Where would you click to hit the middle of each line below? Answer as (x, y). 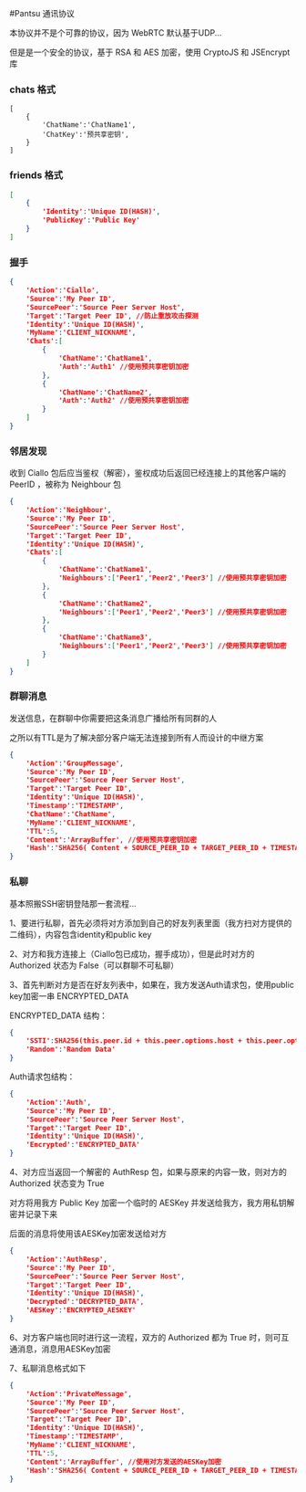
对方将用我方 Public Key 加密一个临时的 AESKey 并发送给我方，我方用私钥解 (152, 1203)
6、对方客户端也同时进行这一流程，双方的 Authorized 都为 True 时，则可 (145, 1337)
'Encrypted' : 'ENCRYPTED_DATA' (83, 1145)
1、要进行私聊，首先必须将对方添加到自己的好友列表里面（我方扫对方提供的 (151, 923)
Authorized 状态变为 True (57, 1183)
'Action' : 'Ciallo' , (63, 290)
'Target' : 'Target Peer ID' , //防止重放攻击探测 (112, 316)
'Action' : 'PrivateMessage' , (79, 1394)
